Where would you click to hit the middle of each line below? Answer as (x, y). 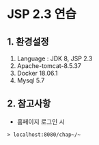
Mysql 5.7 (31, 80)
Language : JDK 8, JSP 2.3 (55, 58)
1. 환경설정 (28, 42)
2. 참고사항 (29, 104)
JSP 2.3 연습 (42, 14)
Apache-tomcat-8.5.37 (49, 66)
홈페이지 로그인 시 (41, 122)
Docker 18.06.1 (37, 73)
